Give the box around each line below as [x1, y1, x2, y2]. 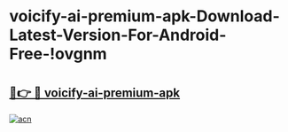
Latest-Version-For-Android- [9, 25, 227, 45]
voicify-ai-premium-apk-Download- [9, 6, 281, 27]
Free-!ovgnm [9, 44, 108, 64]
